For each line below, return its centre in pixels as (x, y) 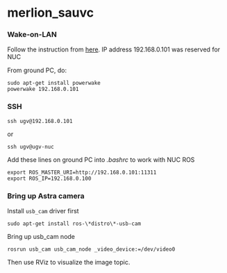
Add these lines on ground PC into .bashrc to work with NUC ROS (101, 159)
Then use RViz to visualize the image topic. (69, 263)
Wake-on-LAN (32, 35)
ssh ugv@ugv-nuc (31, 147)
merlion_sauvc (51, 13)
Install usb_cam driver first (43, 211)
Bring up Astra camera (46, 196)
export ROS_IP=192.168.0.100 (49, 179)
